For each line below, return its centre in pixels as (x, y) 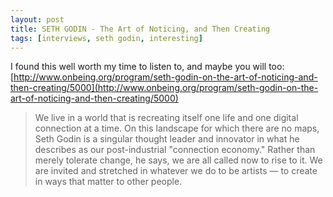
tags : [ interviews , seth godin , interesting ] (106, 38)
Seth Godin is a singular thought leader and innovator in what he (167, 139)
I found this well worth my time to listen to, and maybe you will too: (147, 67)
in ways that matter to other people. (108, 182)
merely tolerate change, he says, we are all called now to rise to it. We (178, 160)
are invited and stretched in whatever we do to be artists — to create (176, 171)
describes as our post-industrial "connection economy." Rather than (175, 150)
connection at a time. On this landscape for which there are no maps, (177, 128)
